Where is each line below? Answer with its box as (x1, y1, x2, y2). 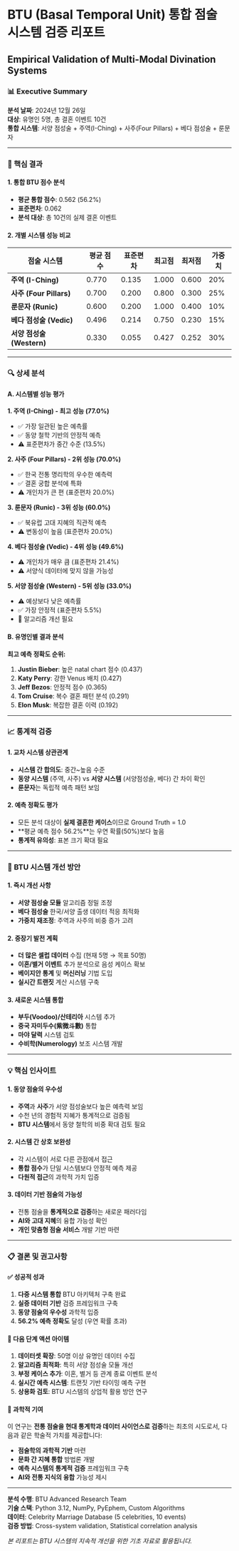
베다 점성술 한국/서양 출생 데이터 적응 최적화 (17, 907, 140, 916)
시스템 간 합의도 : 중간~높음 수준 (17, 765, 105, 774)
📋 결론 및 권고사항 (7, 1251, 68, 1261)
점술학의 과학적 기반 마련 (17, 1446, 87, 1455)
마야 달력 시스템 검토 (17, 1031, 75, 1039)
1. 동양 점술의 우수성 (7, 1084, 63, 1093)
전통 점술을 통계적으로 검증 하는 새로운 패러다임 (17, 1207, 147, 1216)
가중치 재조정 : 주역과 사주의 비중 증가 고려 (17, 916, 134, 924)
